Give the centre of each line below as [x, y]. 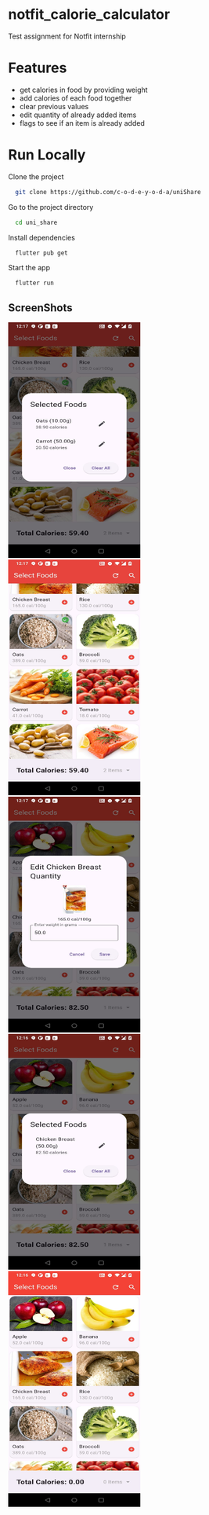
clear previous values [54, 106]
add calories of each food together [76, 98]
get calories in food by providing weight [83, 90]
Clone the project [36, 176]
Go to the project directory [51, 207]
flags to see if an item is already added [82, 123]
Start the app [29, 268]
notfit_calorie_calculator [89, 15]
